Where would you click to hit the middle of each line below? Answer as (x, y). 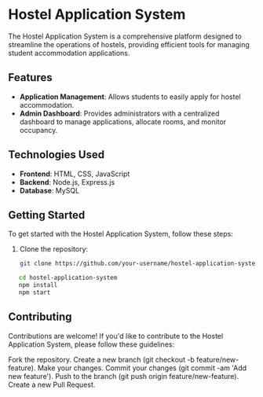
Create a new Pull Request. (52, 384)
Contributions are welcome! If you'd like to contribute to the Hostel (116, 336)
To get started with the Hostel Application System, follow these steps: (121, 234)
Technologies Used (56, 155)
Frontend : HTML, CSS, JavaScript (75, 174)
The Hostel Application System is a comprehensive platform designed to (125, 36)
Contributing (40, 317)
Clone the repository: (54, 249)
